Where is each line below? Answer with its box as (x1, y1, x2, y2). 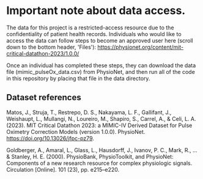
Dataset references (6, 92, 81, 103)
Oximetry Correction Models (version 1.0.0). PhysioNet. (6, 128, 146, 135)
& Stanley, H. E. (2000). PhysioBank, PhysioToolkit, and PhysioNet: (6, 153, 174, 160)
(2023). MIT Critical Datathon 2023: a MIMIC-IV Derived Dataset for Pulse (6, 122, 193, 129)
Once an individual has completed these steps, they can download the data (6, 62, 196, 69)
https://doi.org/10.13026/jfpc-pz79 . (6, 134, 95, 142)
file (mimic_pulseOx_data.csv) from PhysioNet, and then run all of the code (6, 68, 196, 75)
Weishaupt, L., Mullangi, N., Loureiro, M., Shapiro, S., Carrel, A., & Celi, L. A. (6, 115, 197, 122)
